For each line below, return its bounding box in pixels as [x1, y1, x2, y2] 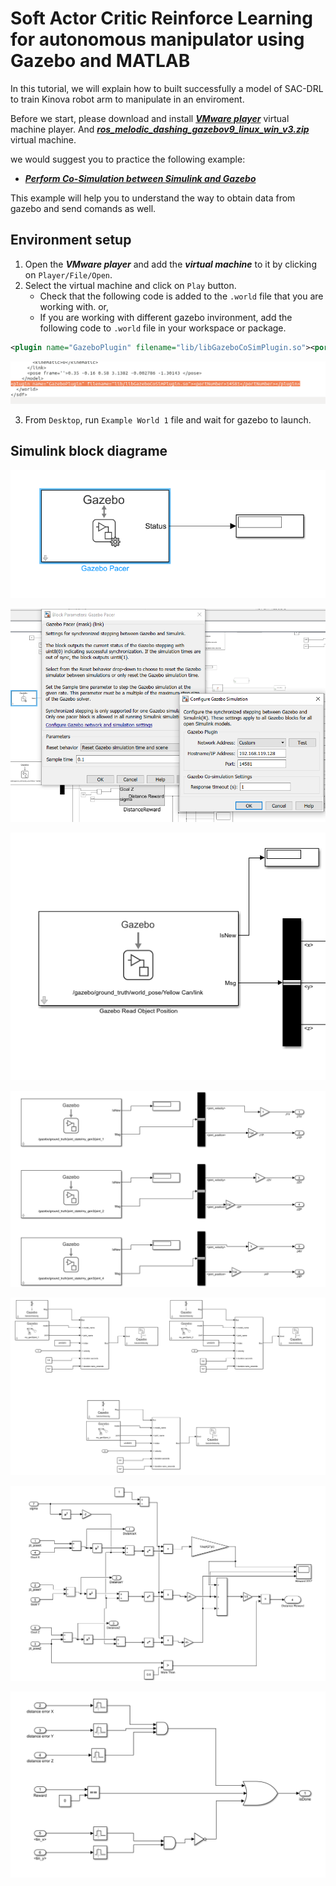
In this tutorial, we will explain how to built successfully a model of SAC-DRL [10, 82, 324, 94]
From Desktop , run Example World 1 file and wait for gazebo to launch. [24, 414, 312, 426]
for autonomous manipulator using [10, 28, 305, 51]
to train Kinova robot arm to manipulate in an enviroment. [10, 93, 245, 105]
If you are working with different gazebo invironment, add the [39, 311, 293, 323]
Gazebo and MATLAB [10, 50, 191, 72]
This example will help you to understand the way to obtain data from [10, 192, 296, 204]
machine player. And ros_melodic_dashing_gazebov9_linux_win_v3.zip [10, 123, 310, 135]
